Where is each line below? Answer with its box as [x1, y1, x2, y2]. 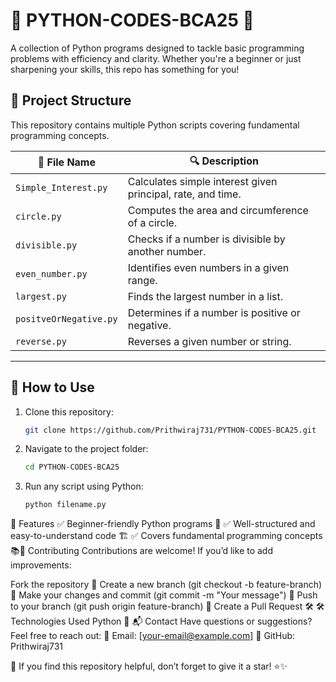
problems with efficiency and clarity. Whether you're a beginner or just [10, 52, 302, 64]
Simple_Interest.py [15, 182, 108, 193]
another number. [127, 244, 207, 258]
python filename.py [24, 500, 107, 510]
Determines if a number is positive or [127, 305, 301, 319]
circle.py [15, 210, 62, 222]
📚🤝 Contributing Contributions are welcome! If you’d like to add [10, 545, 274, 557]
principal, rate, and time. [127, 187, 242, 201]
